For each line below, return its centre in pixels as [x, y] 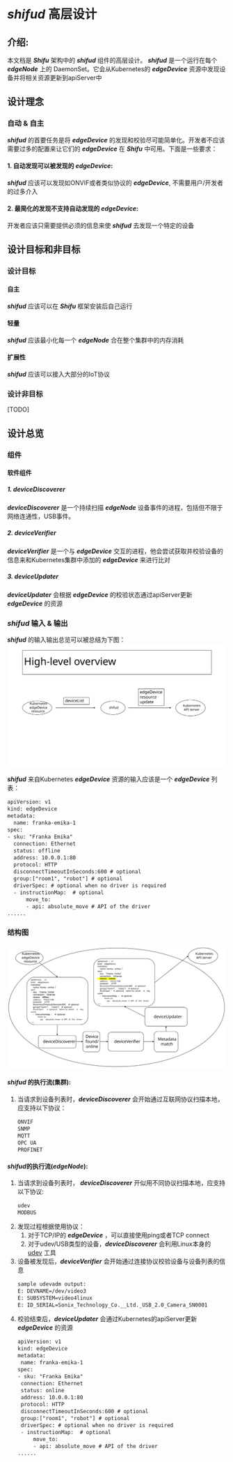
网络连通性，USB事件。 [41, 516]
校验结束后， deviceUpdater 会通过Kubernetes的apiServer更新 [107, 1319]
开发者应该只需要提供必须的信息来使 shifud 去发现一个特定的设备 [101, 226]
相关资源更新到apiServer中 [64, 78]
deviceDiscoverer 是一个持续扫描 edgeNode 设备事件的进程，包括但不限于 [115, 508]
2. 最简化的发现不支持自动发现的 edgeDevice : [73, 209]
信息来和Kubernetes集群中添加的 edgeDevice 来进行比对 [89, 560]
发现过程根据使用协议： [51, 1227]
